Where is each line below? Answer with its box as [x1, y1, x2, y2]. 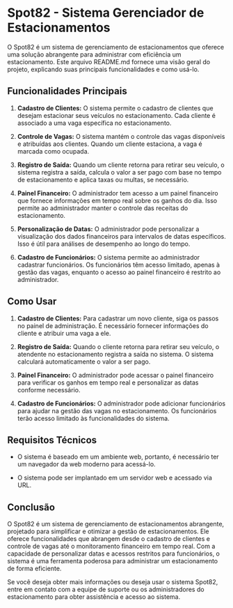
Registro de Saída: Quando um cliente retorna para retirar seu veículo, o [17, 161, 225, 169]
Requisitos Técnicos [7, 434, 97, 446]
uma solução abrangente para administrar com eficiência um [7, 50, 182, 59]
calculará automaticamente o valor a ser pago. [17, 357, 151, 366]
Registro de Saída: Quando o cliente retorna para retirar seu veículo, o [17, 342, 220, 350]
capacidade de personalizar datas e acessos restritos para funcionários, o [7, 549, 220, 558]
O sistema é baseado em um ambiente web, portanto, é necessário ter [17, 452, 219, 461]
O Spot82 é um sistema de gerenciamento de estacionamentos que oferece [7, 43, 225, 51]
